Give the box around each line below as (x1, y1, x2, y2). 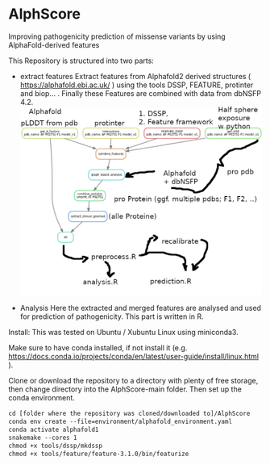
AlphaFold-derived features (8, 40, 100, 49)
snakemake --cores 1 (8, 434, 78, 442)
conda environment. (8, 392, 75, 402)
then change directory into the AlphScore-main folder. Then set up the (8, 384, 242, 394)
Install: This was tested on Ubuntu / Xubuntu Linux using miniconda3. (8, 327, 239, 337)
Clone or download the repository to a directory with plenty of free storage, (8, 375, 259, 385)
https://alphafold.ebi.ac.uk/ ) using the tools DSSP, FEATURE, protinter (19, 80, 254, 90)
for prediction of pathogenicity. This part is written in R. (19, 312, 204, 321)
